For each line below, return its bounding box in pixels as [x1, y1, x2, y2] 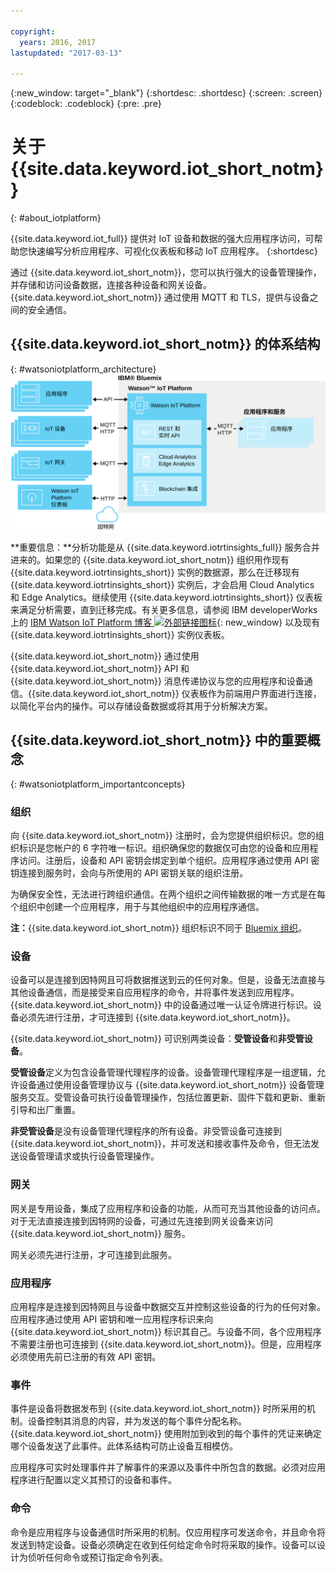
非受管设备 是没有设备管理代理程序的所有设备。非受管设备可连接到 [10, 1125, 282, 1137]
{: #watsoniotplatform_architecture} [10, 363, 157, 375]
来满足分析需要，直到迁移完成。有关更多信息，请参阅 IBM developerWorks [10, 603, 318, 615]
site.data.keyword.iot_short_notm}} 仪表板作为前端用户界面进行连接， [34, 687, 322, 699]
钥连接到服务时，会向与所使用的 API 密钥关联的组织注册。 [10, 867, 249, 879]
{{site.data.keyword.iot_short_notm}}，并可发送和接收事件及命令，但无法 [10, 1138, 311, 1150]
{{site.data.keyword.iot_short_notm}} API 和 [10, 662, 190, 674]
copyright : [10, 26, 56, 37]
